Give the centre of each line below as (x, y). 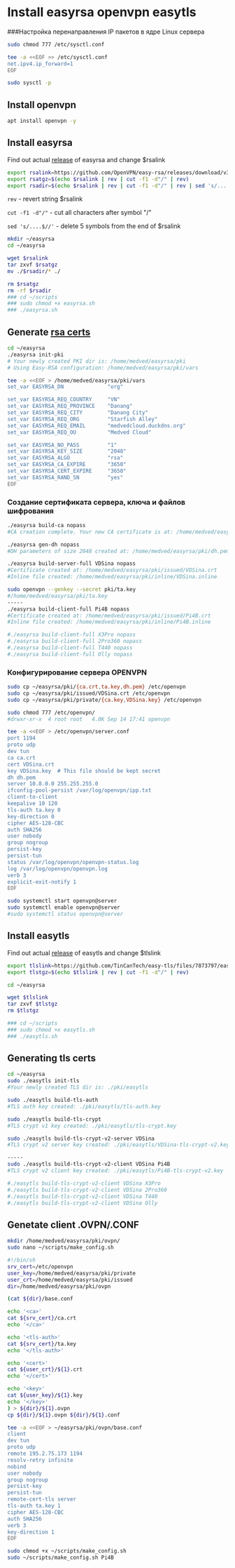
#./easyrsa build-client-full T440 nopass (70, 648)
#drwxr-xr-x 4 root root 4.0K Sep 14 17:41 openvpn (89, 719)
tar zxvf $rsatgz (33, 265)
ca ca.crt (22, 758)
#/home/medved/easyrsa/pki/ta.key (58, 596)
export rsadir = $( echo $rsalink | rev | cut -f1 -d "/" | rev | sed (106, 186)
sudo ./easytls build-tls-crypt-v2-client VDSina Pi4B (89, 1164)
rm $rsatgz (23, 284)
